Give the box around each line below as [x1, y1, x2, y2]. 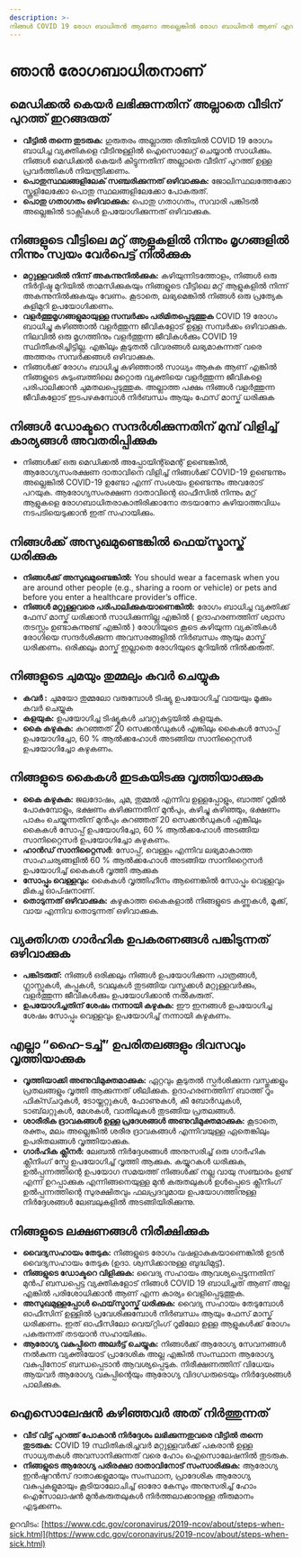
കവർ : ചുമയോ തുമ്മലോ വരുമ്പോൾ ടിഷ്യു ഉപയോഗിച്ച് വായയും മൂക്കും [22, 692, 272, 703]
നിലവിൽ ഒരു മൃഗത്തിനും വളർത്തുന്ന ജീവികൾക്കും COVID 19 [22, 331, 238, 342]
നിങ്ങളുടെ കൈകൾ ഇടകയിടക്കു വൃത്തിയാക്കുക [9, 769, 263, 785]
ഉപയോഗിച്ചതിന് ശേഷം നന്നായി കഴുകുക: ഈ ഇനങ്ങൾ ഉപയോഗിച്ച [22, 1000, 272, 1011]
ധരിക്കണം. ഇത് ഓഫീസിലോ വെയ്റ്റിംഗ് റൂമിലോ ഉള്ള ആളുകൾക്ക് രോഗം [22, 1318, 290, 1329]
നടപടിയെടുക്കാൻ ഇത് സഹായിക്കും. [22, 507, 155, 518]
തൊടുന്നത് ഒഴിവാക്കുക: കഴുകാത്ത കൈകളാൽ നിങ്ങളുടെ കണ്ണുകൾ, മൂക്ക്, [22, 895, 289, 906]
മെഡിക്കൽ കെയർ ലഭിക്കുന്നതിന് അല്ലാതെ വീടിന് [9, 96, 281, 113]
